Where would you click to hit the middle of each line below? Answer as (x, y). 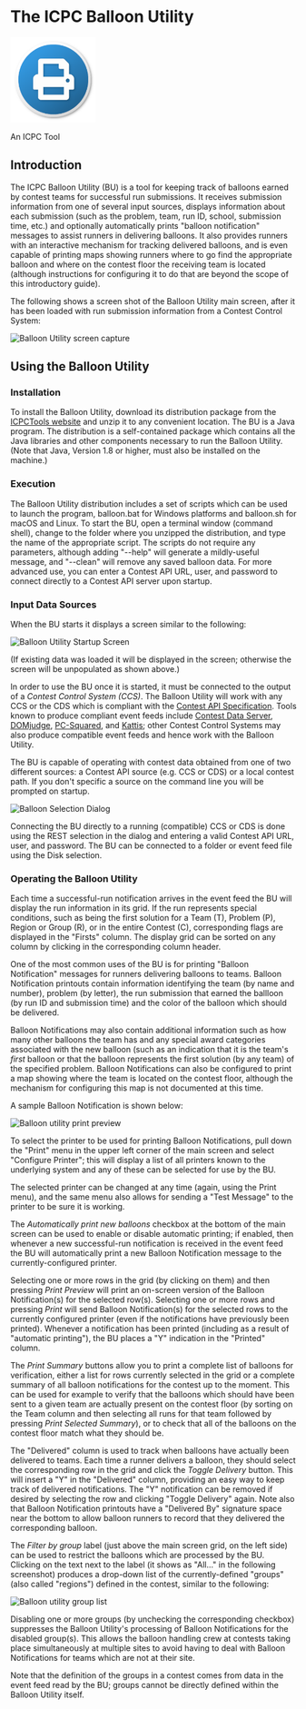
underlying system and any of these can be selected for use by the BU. (143, 1170)
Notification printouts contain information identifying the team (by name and (153, 983)
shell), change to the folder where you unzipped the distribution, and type (148, 532)
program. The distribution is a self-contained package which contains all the (153, 431)
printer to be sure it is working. (68, 1207)
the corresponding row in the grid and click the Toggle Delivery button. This (152, 1470)
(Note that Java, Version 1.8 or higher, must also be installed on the (136, 450)
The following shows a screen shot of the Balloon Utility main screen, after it (153, 301)
